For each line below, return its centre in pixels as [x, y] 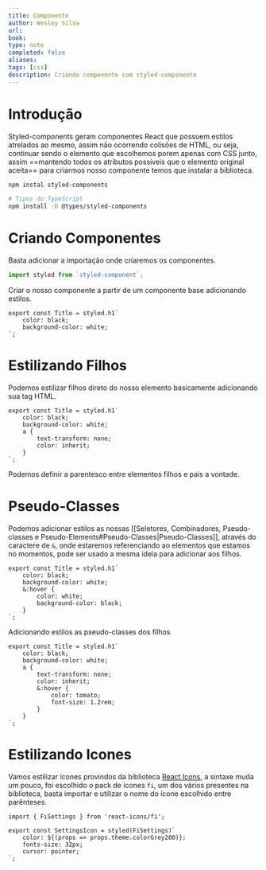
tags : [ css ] [28, 68]
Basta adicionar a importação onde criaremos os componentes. [112, 260]
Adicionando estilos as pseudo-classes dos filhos [89, 632]
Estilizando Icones [70, 755]
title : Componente [39, 16]
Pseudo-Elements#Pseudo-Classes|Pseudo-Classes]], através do [148, 536]
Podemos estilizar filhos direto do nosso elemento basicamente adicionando [133, 388]
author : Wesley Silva [44, 23]
